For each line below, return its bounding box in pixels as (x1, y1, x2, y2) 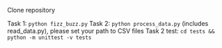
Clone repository (7, 6, 56, 14)
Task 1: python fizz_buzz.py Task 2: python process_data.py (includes (7, 19, 209, 27)
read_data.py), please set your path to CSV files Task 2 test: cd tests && (7, 27, 215, 35)
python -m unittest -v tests (7, 34, 92, 41)
